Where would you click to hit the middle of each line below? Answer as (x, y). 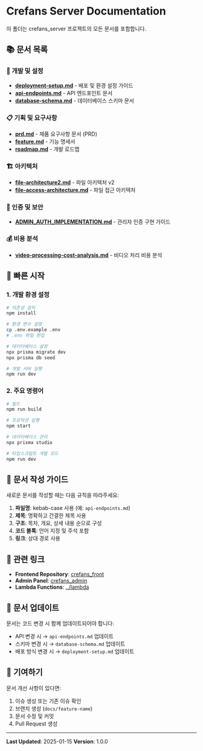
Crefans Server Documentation (86, 11)
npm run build (24, 409)
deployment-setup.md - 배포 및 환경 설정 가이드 (74, 85)
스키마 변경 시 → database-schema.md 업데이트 (70, 644)
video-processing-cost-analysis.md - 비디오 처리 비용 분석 (89, 255)
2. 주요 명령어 (25, 391)
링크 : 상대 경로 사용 (37, 538)
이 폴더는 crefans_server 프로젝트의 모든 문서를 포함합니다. (76, 28)
